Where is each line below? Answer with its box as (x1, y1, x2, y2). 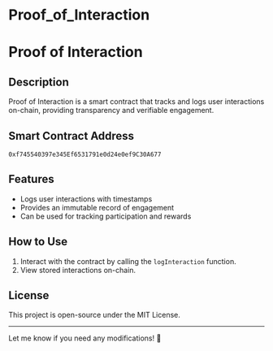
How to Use (8, 235, 68, 249)
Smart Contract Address (8, 128, 135, 143)
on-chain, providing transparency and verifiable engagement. (8, 106, 214, 115)
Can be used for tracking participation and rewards (19, 211, 192, 221)
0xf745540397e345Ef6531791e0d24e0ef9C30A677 (8, 150, 162, 158)
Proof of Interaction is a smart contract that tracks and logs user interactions (8, 97, 265, 106)
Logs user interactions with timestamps (19, 193, 153, 204)
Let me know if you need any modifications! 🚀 (8, 333, 162, 343)
